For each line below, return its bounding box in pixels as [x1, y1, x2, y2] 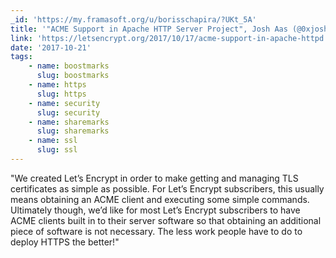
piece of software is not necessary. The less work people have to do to [10, 225, 303, 237]
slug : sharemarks [36, 126, 110, 136]
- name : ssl [28, 136, 78, 146]
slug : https [36, 89, 87, 99]
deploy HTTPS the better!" [10, 236, 120, 248]
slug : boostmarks [36, 71, 110, 81]
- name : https [28, 80, 87, 90]
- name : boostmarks [28, 61, 110, 71]
